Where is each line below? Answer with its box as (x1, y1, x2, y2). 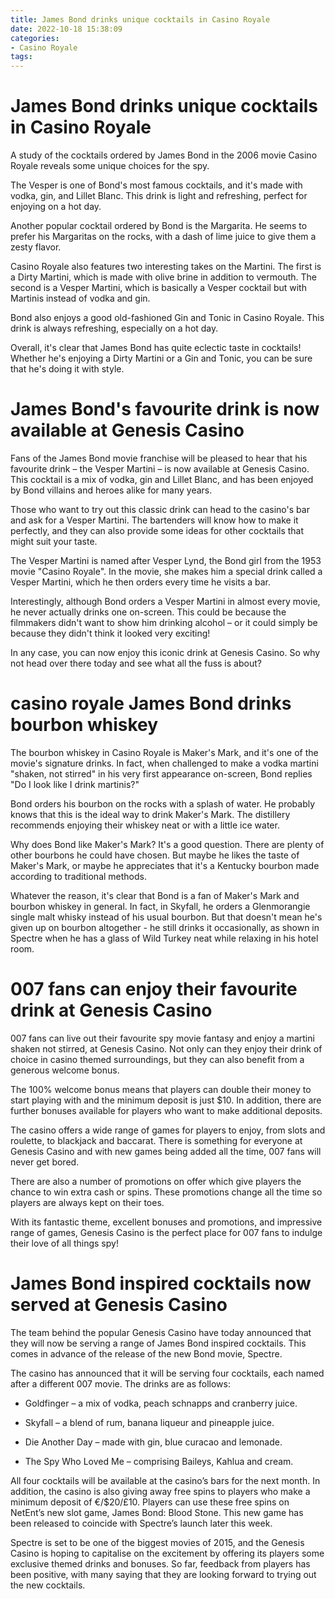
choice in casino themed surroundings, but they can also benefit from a (10, 1053, 305, 1065)
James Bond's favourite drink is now (10, 398, 320, 421)
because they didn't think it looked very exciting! (10, 627, 211, 639)
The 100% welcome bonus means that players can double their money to (10, 1083, 312, 1095)
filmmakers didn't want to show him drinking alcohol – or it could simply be (10, 617, 318, 628)
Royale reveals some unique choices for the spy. (10, 160, 210, 172)
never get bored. (10, 1156, 80, 1168)
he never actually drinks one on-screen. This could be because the (10, 606, 287, 618)
